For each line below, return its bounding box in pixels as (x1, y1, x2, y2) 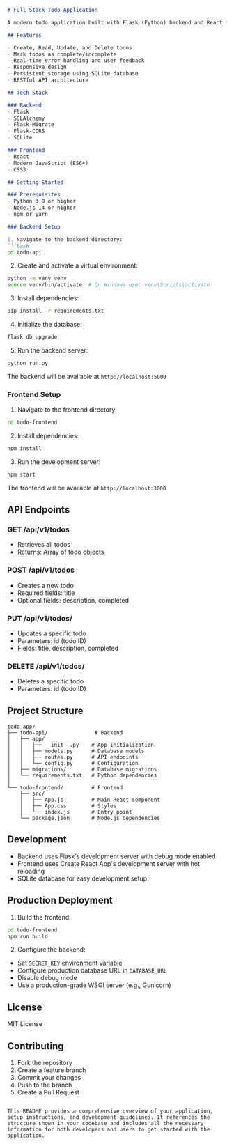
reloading (17, 867, 45, 875)
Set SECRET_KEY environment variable (17, 959, 123, 968)
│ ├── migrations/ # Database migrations (7, 766, 157, 773)
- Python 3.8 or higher (7, 198, 77, 205)
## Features (7, 31, 42, 38)
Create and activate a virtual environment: (17, 261, 138, 270)
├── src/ (19, 791, 45, 798)
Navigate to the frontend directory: (17, 405, 117, 414)
